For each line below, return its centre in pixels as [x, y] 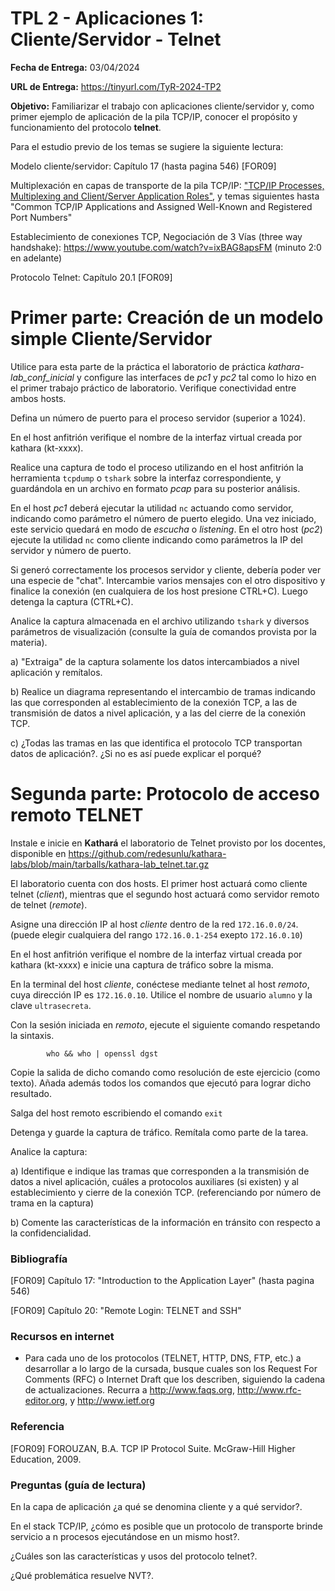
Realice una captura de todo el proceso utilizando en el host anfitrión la [157, 467]
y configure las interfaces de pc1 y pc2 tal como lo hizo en [196, 377]
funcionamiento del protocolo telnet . [86, 127]
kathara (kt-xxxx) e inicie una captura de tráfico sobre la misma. [142, 964]
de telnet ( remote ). [49, 904]
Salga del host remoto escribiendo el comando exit [116, 1113]
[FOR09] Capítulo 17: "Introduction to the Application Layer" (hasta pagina [162, 1281]
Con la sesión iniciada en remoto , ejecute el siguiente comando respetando [165, 1024]
